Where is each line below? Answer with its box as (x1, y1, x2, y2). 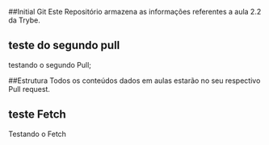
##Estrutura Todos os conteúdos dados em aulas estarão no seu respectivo (8, 76, 261, 85)
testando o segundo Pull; (8, 60, 91, 69)
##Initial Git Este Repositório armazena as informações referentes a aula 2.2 (8, 7, 262, 16)
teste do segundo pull (8, 39, 120, 52)
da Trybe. (8, 15, 40, 25)
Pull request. (8, 84, 51, 93)
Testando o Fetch (8, 129, 67, 139)
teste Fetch (8, 108, 66, 122)
